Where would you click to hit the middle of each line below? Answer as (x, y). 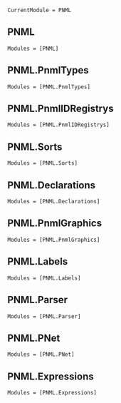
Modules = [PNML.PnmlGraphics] (54, 240)
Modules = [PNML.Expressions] (52, 393)
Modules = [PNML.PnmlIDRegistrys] (59, 125)
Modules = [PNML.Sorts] (43, 163)
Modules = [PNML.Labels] (44, 278)
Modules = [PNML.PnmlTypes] (49, 87)
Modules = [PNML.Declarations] (54, 202)
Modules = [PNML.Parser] (44, 316)
